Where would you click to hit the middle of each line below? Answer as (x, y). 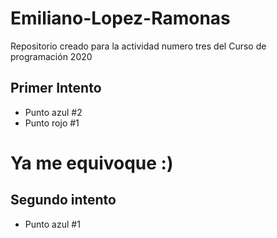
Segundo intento (63, 200)
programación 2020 (51, 56)
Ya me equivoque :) (92, 163)
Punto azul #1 (52, 224)
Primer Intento (56, 88)
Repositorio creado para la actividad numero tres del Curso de (138, 46)
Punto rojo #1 (52, 123)
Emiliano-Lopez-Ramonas (120, 18)
